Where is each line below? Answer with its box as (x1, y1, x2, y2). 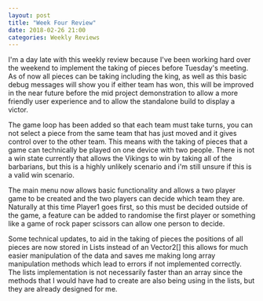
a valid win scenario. (8, 171, 75, 180)
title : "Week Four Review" (8, 19, 97, 27)
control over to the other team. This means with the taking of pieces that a (8, 137, 248, 146)
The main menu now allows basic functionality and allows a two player (8, 185, 236, 195)
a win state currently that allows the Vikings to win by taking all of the (8, 154, 232, 163)
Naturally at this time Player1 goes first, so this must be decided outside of (8, 202, 249, 212)
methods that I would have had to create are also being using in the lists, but (8, 276, 255, 285)
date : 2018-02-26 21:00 (8, 26, 86, 34)
